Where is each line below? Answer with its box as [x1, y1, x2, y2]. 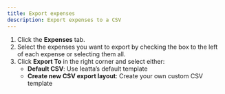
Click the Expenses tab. [17, 35, 85, 43]
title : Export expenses [7, 10, 76, 17]
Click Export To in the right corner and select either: [17, 57, 165, 65]
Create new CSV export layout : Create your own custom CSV [27, 71, 204, 80]
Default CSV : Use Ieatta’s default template [27, 64, 148, 73]
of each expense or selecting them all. [17, 49, 126, 58]
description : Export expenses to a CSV [7, 16, 122, 23]
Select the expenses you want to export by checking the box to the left [17, 43, 218, 51]
